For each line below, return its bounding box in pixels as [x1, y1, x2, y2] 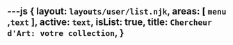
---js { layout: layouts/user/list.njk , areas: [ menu [7, 6, 227, 17]
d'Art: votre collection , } [7, 27, 124, 39]
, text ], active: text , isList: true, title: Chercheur [7, 17, 212, 28]
